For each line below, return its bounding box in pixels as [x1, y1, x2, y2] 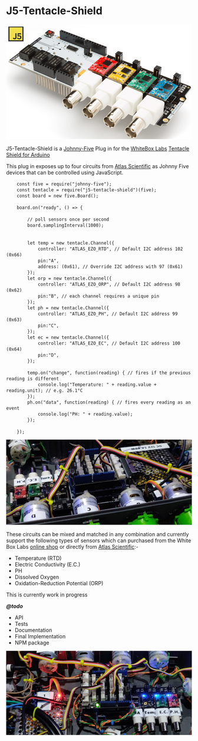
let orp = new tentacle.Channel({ [27, 276, 112, 281]
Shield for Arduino [6, 151, 50, 158]
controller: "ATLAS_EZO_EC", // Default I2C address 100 [37, 340, 181, 346]
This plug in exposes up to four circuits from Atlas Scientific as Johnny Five [6, 162, 189, 169]
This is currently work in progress [6, 591, 88, 598]
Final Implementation [14, 632, 66, 640]
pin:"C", [37, 323, 60, 329]
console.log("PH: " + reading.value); [37, 411, 133, 417]
